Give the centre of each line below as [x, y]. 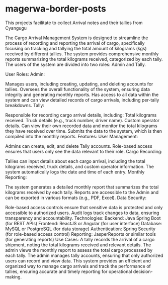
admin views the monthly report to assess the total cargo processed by [79, 250]
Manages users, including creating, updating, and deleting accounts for [79, 84]
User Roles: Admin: [25, 74]
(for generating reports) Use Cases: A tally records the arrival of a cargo [80, 239]
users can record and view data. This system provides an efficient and [78, 261]
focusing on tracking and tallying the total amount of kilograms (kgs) [76, 48]
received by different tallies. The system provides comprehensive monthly [82, 54]
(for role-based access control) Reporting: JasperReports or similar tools [80, 234]
